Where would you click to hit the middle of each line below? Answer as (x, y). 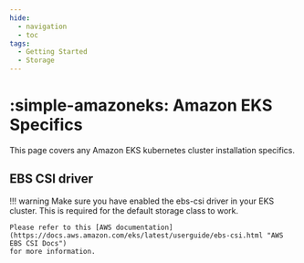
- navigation (42, 26)
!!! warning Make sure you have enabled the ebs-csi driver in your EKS (142, 201)
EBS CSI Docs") (38, 243)
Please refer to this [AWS (61, 227)
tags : (20, 43)
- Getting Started (53, 52)
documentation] (144, 227)
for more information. (52, 251)
